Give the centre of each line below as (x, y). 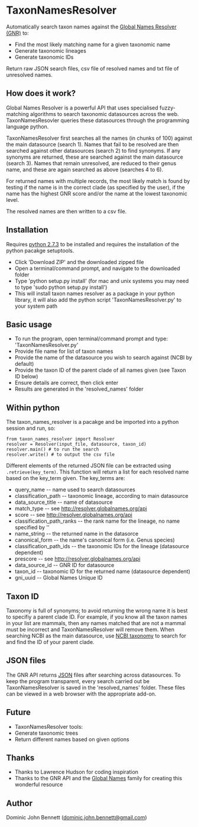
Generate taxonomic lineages (51, 50)
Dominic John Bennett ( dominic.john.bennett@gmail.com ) (77, 818)
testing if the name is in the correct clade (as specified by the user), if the (95, 187)
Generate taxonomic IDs (44, 57)
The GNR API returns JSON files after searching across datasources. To (93, 675)
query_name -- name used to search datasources (75, 490)
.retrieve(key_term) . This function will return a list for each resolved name (98, 472)
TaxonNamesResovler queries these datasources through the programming (98, 120)
